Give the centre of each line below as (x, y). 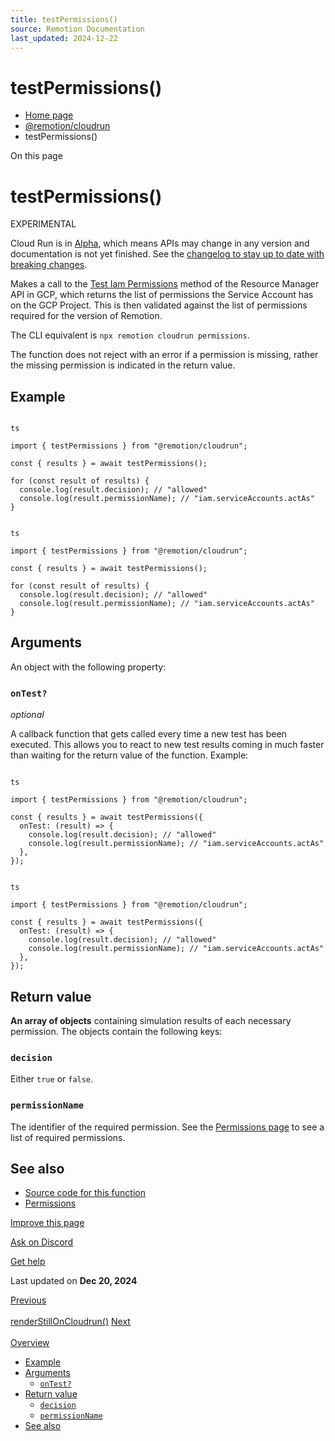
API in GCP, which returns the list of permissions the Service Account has (162, 295)
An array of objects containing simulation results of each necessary (151, 1020)
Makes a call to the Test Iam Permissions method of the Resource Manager (165, 284)
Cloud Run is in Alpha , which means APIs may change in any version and (160, 243)
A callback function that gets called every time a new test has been (148, 734)
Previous (28, 1300)
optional (27, 715)
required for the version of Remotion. (86, 316)
